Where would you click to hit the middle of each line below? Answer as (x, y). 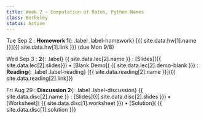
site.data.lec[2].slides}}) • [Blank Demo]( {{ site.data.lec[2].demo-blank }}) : (102, 65)
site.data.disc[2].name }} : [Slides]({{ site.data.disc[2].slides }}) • (88, 97)
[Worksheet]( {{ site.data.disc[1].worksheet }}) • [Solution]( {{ (84, 103)
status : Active (26, 23)
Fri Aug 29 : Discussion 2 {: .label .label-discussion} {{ (75, 90)
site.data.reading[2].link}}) (40, 78)
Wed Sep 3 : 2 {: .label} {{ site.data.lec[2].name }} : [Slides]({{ (84, 59)
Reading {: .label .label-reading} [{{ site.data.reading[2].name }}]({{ (91, 72)
